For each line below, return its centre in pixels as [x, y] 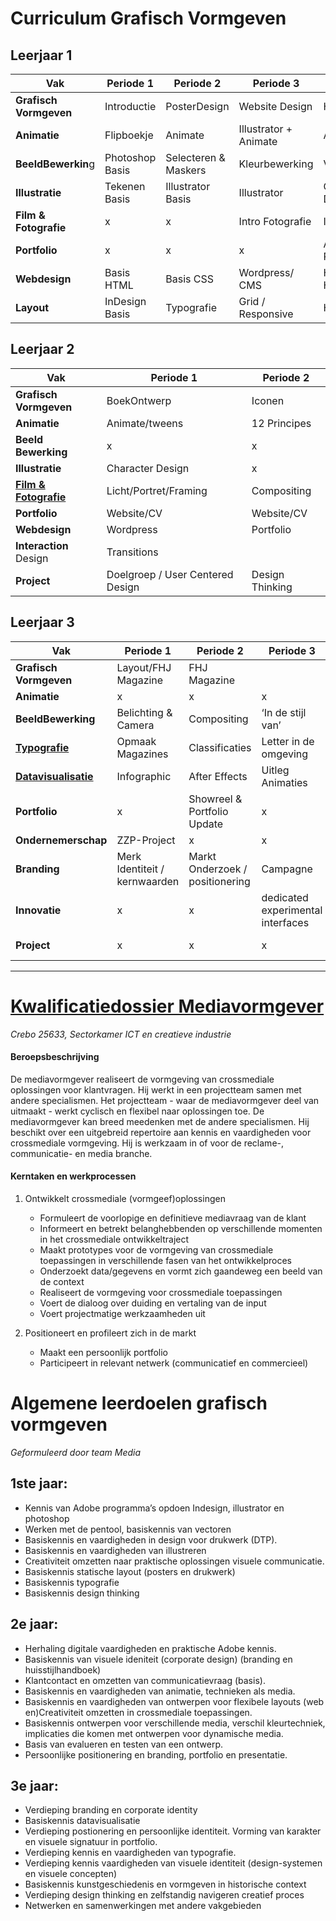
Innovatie [38, 910]
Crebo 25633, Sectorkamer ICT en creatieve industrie [121, 1034]
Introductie [130, 106]
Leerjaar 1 [41, 55]
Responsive [266, 314]
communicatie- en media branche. [81, 1153]
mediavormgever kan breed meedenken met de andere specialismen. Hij [160, 1121]
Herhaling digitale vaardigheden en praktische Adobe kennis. [150, 1648]
